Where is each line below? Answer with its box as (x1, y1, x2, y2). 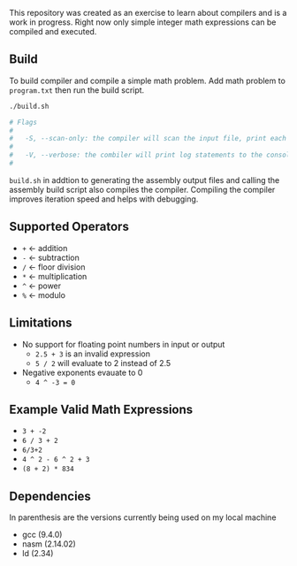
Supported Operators (9, 219, 130, 234)
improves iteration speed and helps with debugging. (9, 194, 199, 204)
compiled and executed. (9, 27, 97, 36)
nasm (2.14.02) (21, 539, 77, 549)
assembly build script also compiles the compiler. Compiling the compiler (9, 184, 276, 195)
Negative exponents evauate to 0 (21, 367, 143, 378)
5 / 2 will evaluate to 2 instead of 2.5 (34, 357, 171, 368)
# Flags (9, 118, 38, 126)
